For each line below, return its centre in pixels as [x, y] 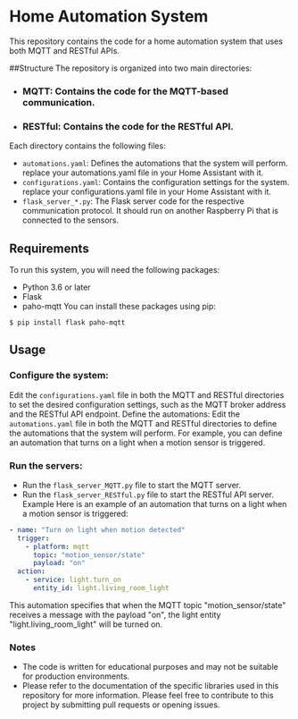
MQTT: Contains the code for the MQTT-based [125, 91]
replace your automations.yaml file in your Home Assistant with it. [143, 173]
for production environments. [76, 676]
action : [32, 571]
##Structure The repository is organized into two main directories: [131, 68]
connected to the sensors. [70, 220]
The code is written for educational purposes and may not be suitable [150, 667]
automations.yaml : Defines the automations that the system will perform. [155, 164]
